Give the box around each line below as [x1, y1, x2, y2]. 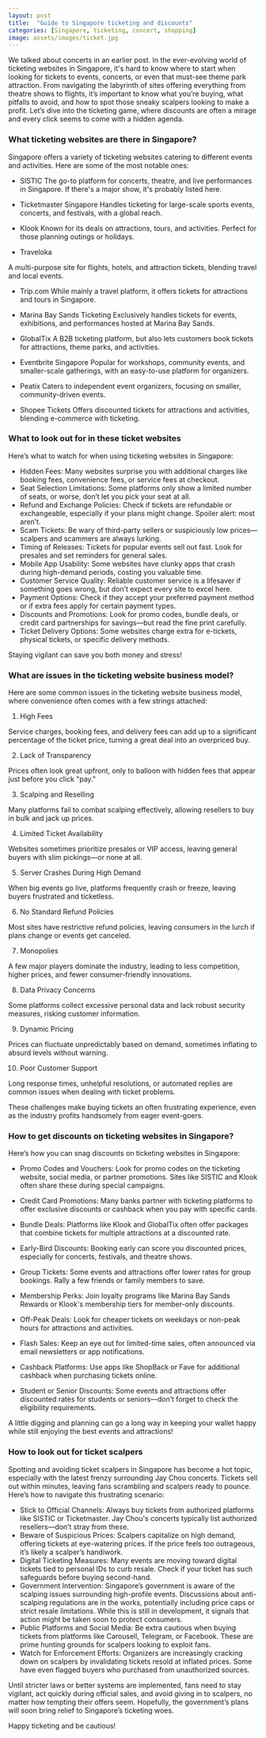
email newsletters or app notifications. [19, 1347, 145, 1356]
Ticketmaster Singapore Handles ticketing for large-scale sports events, [19, 200, 255, 209]
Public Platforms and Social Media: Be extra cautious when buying [19, 1622, 237, 1632]
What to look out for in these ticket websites [8, 433, 182, 444]
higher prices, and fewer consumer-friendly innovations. [8, 970, 192, 979]
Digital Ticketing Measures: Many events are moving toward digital [19, 1555, 237, 1565]
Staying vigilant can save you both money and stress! [8, 650, 182, 660]
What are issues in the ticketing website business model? [8, 670, 234, 681]
